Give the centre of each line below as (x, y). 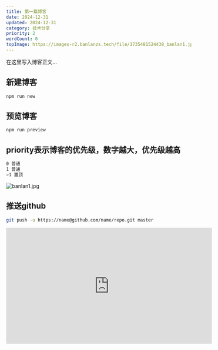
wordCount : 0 (22, 39)
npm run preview (26, 130)
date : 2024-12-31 (27, 17)
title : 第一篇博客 (26, 11)
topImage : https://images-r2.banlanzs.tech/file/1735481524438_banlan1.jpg (101, 45)
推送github (26, 206)
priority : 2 (21, 34)
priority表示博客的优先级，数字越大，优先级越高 (93, 150)
